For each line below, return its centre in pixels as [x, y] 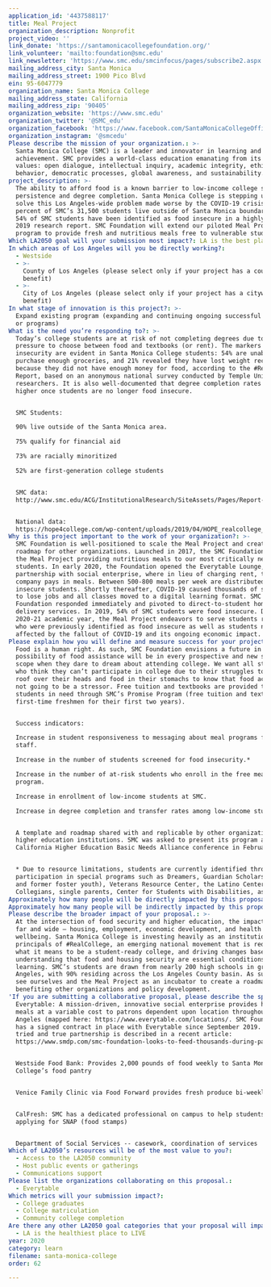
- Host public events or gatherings [77, 1166]
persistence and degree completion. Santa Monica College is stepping [137, 196]
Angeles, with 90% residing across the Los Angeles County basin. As [135, 974]
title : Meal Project [43, 23]
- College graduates [50, 1203]
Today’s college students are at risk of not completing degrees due [135, 338]
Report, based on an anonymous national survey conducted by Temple [133, 376]
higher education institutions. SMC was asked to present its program [137, 840]
